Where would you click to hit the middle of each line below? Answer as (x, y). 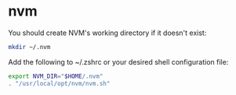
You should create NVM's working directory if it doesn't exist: (107, 33)
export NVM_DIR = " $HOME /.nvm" (56, 76)
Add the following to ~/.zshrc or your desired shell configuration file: (118, 62)
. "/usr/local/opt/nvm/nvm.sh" (59, 83)
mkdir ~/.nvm (29, 47)
